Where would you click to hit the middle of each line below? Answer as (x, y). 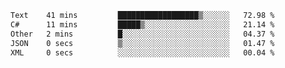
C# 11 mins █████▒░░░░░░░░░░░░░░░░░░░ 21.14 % (142, 24)
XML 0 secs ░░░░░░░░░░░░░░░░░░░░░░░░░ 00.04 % (142, 52)
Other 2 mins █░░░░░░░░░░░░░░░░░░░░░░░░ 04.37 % (142, 34)
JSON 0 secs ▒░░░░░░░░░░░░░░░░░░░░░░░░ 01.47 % (142, 43)
